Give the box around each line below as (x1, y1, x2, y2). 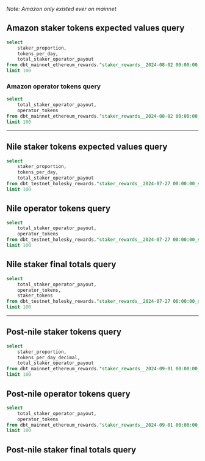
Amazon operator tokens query (6, 82, 101, 91)
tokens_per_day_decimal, (17, 354, 81, 360)
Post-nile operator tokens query (6, 389, 131, 399)
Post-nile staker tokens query (6, 327, 122, 337)
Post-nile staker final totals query (6, 444, 136, 455)
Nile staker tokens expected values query (6, 142, 168, 152)
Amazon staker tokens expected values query (6, 23, 185, 33)
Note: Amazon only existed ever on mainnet (6, 6, 117, 12)
